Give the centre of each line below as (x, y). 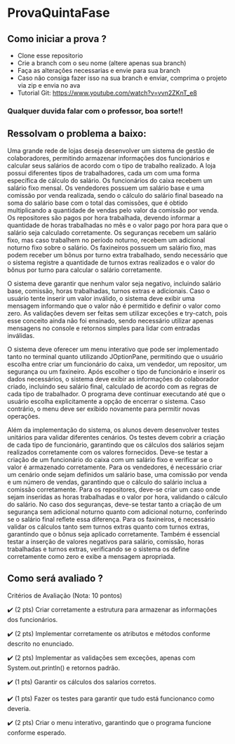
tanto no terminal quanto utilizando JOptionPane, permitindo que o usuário (115, 356)
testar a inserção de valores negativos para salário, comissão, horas (106, 541)
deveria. (19, 708)
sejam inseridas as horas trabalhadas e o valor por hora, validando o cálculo (117, 496)
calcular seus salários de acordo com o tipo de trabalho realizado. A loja (112, 165)
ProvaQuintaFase (59, 13)
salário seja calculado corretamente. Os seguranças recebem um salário (112, 232)
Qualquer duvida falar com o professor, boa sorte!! (95, 111)
